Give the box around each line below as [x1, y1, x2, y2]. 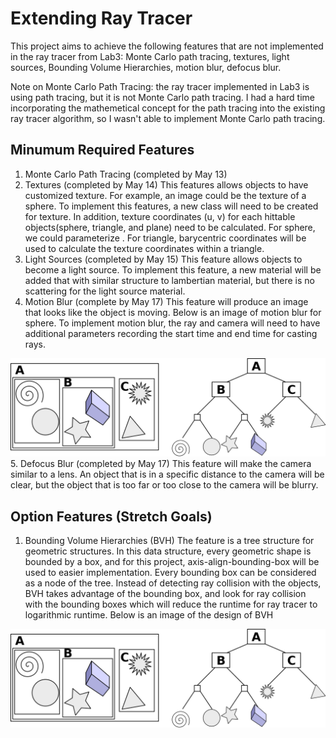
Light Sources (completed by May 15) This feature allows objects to [24, 253, 303, 265]
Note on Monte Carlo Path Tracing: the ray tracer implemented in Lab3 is [10, 80, 310, 92]
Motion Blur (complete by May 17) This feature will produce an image [24, 295, 309, 307]
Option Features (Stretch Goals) [10, 508, 213, 525]
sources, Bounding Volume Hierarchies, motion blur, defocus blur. [10, 61, 282, 73]
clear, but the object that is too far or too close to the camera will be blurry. [10, 479, 319, 491]
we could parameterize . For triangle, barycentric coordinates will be [24, 232, 307, 244]
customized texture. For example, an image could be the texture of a [24, 189, 307, 201]
